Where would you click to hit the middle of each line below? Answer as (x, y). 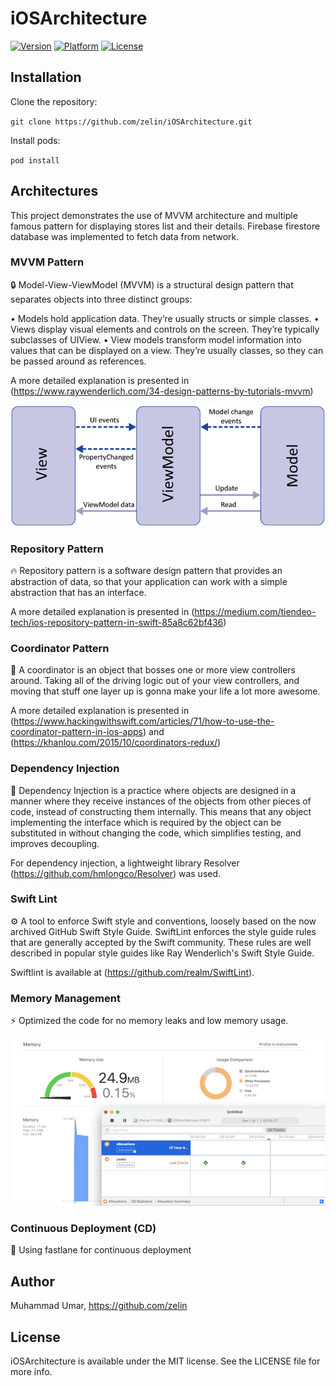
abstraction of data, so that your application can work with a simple (149, 581)
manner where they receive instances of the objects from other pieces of (161, 801)
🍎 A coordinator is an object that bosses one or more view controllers (153, 670)
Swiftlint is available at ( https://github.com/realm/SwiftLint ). (132, 972)
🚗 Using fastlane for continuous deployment (101, 1250)
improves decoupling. (55, 843)
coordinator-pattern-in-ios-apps (76, 732)
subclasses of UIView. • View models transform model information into (156, 339)
